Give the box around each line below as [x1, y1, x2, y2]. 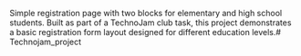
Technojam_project [9, 36, 82, 47]
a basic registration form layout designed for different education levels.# [9, 27, 281, 37]
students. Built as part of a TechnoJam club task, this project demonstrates [9, 17, 292, 28]
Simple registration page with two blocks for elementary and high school [9, 8, 283, 18]
